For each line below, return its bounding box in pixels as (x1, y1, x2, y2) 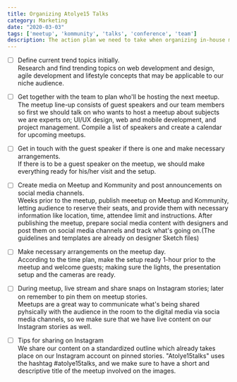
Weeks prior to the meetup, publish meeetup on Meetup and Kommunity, (17, 196, 229, 205)
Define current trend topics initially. (17, 56, 120, 64)
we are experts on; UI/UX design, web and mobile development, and (17, 116, 217, 124)
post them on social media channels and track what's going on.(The (17, 227, 215, 235)
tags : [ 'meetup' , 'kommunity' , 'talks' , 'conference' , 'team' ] (7, 30, 197, 37)
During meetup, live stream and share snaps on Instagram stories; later (17, 284, 224, 293)
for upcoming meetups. (17, 131, 86, 139)
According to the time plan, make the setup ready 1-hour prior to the (17, 256, 216, 264)
